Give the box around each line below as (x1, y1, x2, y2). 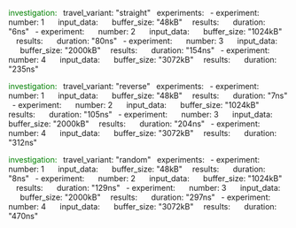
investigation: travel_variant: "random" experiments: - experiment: (8, 155, 261, 164)
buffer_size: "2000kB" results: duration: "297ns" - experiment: (19, 192, 271, 202)
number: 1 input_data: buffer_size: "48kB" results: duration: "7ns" (8, 90, 288, 101)
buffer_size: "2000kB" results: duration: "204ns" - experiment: (8, 118, 261, 129)
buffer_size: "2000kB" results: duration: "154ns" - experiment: (19, 45, 270, 56)
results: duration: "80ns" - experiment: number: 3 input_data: (16, 35, 278, 46)
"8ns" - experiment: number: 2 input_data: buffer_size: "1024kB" (8, 173, 283, 184)
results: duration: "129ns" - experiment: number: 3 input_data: (16, 183, 281, 193)
